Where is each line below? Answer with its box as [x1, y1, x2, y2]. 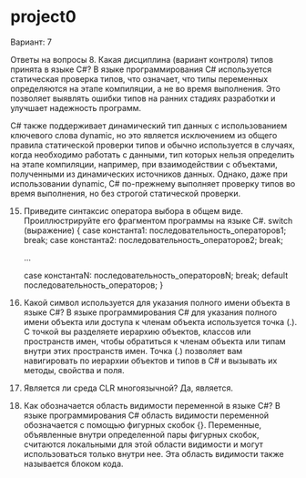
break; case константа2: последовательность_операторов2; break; [23, 234, 283, 245]
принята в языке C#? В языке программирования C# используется [10, 64, 272, 75]
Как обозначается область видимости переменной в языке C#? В [23, 400, 280, 411]
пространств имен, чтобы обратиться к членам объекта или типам [23, 335, 286, 347]
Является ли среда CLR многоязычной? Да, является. [23, 382, 233, 393]
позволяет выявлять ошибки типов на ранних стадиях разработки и [10, 93, 276, 104]
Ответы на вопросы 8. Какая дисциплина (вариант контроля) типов [10, 54, 274, 65]
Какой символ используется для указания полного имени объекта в [23, 297, 291, 308]
